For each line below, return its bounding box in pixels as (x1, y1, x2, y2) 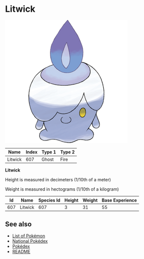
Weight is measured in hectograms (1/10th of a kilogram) (5, 186, 119, 192)
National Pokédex (12, 238, 48, 244)
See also (5, 220, 32, 228)
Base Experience (101, 197, 137, 203)
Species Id (38, 197, 60, 203)
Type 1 (41, 149, 56, 155)
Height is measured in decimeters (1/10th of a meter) (5, 177, 111, 183)
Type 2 (60, 149, 75, 155)
